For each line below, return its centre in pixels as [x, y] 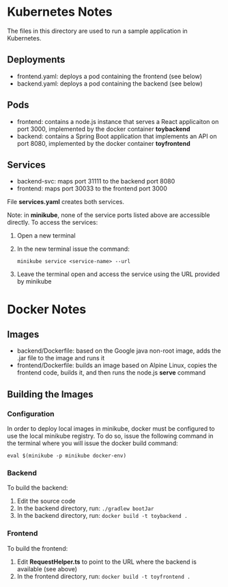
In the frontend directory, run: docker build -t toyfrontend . [104, 576]
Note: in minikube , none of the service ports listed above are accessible [109, 215]
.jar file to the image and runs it [61, 358]
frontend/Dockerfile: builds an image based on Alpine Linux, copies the [117, 365]
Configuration [31, 414]
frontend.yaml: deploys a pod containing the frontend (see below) [110, 76]
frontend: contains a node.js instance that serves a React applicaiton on [118, 121]
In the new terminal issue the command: [73, 249]
